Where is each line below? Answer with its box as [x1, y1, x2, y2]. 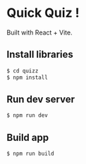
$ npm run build [6, 150, 54, 157]
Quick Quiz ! [6, 5, 80, 21]
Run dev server [6, 93, 75, 105]
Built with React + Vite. [6, 28, 73, 37]
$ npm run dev [6, 112, 49, 119]
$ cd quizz [6, 67, 39, 75]
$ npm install [6, 74, 49, 81]
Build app [6, 132, 49, 144]
